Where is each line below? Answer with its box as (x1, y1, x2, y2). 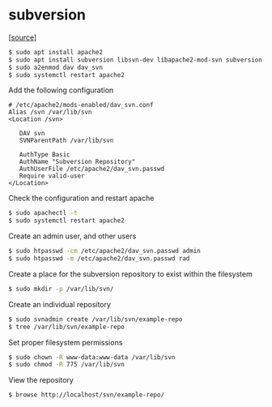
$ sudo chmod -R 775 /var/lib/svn (8, 361, 125, 369)
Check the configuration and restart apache (8, 193, 155, 203)
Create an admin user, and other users (8, 231, 137, 241)
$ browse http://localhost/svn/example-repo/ (8, 391, 164, 399)
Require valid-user (19, 172, 85, 180)
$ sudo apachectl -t (8, 209, 79, 217)
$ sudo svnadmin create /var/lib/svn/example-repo (8, 315, 183, 323)
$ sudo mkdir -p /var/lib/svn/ (8, 285, 114, 293)
